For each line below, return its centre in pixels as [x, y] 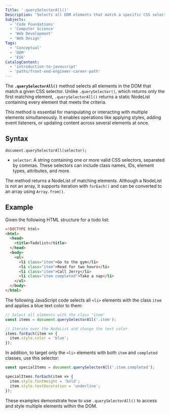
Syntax [17, 139]
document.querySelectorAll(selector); [46, 151]
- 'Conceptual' [26, 48]
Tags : [11, 43]
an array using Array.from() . [35, 191]
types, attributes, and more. [41, 170]
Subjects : [16, 19]
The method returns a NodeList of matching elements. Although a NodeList [83, 181]
